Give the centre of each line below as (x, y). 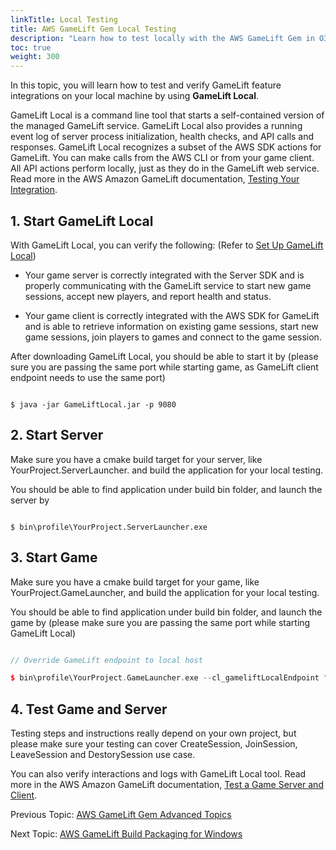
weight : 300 (35, 57)
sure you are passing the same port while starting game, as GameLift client (164, 367)
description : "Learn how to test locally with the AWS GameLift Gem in (162, 38)
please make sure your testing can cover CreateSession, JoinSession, (154, 744)
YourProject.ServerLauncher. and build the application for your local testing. (167, 470)
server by (30, 500)
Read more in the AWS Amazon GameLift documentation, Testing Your (155, 179)
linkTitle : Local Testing (64, 19)
